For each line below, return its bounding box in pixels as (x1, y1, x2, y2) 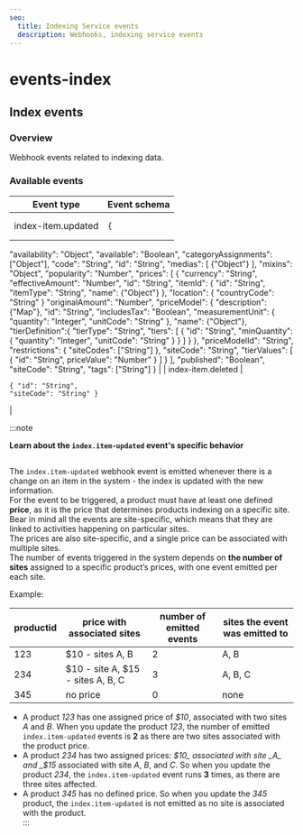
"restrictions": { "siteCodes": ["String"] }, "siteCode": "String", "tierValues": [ (9, 344, 293, 355)
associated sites (68, 627, 142, 639)
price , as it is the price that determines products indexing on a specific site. (9, 504, 290, 515)
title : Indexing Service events (17, 22, 140, 31)
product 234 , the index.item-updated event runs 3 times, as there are (22, 768, 280, 780)
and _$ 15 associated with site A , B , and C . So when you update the (22, 759, 271, 770)
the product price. (22, 740, 90, 751)
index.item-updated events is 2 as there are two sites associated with (22, 730, 281, 741)
